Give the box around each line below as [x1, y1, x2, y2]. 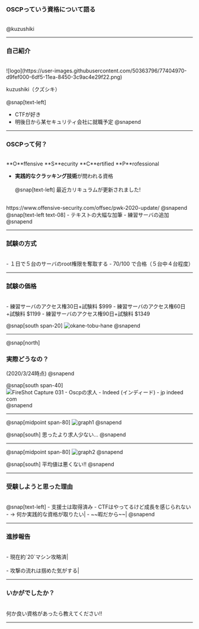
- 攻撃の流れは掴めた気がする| [6, 567, 80, 574]
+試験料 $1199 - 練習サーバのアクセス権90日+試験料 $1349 [6, 310, 150, 318]
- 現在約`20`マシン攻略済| [6, 553, 69, 561]
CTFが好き [14, 111, 41, 118]
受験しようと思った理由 [6, 482, 73, 490]
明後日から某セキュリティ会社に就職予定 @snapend [14, 118, 141, 125]
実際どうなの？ [6, 355, 49, 363]
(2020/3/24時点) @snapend [6, 369, 75, 377]
